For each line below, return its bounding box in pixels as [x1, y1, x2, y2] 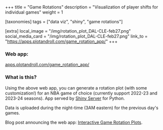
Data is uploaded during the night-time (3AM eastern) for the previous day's [5, 105, 159, 111]
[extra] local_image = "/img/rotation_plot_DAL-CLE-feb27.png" [5, 28, 131, 34]
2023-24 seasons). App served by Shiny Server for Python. [5, 95, 125, 101]
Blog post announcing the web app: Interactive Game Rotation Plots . [5, 119, 143, 125]
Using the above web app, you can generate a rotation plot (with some [5, 85, 147, 91]
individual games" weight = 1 [5, 9, 63, 15]
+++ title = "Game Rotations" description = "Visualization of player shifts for [5, 4, 158, 10]
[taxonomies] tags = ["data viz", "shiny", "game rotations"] [5, 19, 123, 24]
